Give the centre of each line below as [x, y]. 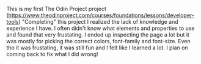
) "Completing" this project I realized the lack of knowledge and [98, 22]
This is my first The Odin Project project [57, 9]
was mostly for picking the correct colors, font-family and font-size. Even [98, 41]
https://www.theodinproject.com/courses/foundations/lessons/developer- [101, 15]
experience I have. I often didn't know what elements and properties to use [100, 28]
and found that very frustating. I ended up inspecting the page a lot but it [98, 35]
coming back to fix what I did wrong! [53, 54]
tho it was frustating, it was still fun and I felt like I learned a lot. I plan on [97, 48]
